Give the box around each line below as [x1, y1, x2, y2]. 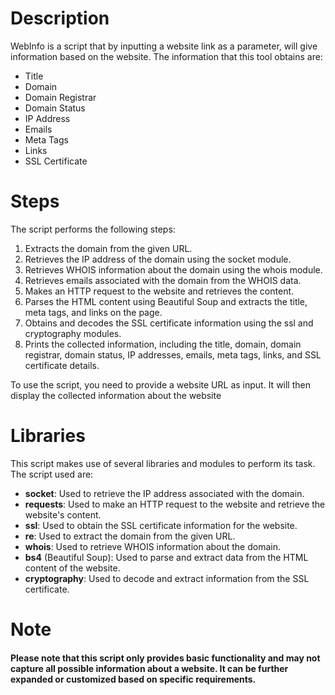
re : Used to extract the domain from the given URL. [24, 530, 236, 542]
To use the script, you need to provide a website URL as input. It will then [10, 378, 311, 391]
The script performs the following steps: [10, 223, 176, 235]
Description [10, 7, 110, 30]
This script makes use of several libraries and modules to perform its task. [10, 457, 316, 469]
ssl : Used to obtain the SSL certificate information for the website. [24, 519, 298, 531]
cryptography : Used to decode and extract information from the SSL [24, 572, 310, 584]
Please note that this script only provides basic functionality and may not [10, 652, 321, 664]
